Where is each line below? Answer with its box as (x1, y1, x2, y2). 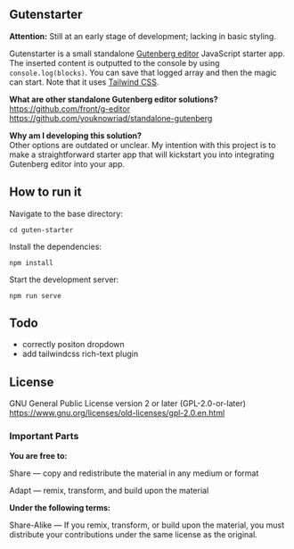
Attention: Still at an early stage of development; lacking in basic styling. (9, 30, 276, 41)
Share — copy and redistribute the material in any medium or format (9, 468, 259, 478)
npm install (9, 258, 53, 267)
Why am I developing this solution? (9, 129, 143, 141)
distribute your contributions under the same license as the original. (9, 528, 258, 539)
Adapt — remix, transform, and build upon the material (9, 485, 209, 495)
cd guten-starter (9, 225, 74, 235)
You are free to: (9, 450, 68, 461)
